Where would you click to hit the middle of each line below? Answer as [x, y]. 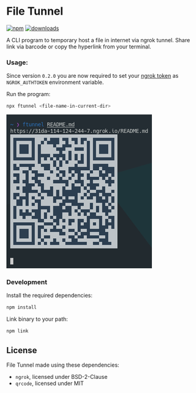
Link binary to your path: [37, 319]
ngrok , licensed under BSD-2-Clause [61, 376]
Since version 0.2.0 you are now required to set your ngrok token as [92, 76]
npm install [21, 307]
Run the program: [28, 94]
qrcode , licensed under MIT [49, 383]
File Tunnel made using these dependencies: [63, 365]
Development [27, 282]
